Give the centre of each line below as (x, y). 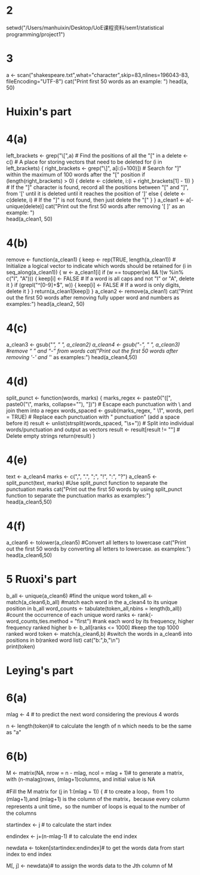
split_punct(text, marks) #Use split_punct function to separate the (87, 483)
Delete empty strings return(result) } (51, 435)
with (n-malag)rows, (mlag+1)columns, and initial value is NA (81, 779)
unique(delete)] (25, 206)
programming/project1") (36, 34)
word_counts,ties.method (37, 621)
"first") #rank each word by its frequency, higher (134, 621)
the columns (21, 813)
